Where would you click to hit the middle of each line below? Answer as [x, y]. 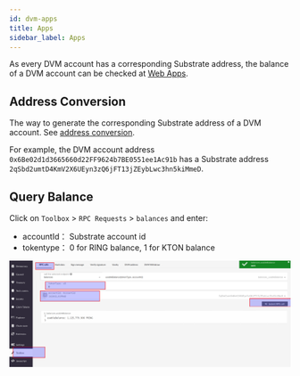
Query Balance [51, 196]
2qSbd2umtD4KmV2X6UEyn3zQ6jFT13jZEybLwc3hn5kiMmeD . [106, 168]
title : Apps [31, 28]
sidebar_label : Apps [48, 37]
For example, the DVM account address [82, 150]
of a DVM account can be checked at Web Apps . [99, 74]
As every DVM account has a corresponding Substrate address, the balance [149, 64]
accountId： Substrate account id [84, 237]
